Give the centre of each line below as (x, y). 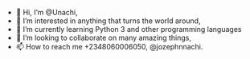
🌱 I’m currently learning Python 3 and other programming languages (129, 29)
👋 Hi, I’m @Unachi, (47, 12)
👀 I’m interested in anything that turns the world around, (108, 21)
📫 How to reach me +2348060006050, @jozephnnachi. (109, 47)
